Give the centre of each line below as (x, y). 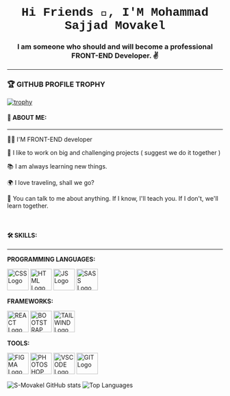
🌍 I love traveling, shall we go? (51, 182)
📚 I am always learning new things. (57, 166)
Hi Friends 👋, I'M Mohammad (115, 13)
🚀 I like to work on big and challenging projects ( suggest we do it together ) (114, 152)
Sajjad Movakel (115, 26)
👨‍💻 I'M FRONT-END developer (50, 139)
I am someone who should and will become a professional (115, 47)
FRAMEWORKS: (30, 301)
